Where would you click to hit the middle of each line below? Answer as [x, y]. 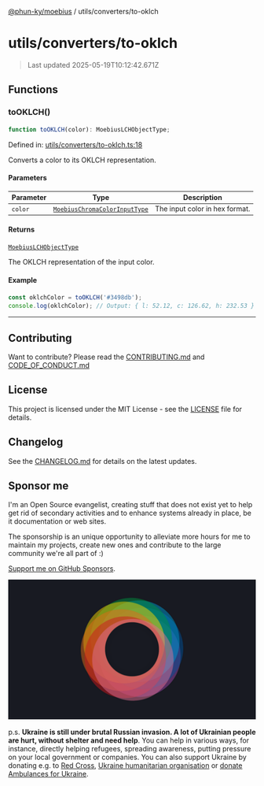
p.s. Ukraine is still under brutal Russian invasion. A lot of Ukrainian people [132, 732]
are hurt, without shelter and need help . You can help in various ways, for [129, 740]
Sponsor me [38, 486]
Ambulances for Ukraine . [48, 773]
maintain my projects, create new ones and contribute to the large [115, 545]
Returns [22, 229]
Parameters [27, 178]
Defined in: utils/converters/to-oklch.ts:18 [75, 144]
